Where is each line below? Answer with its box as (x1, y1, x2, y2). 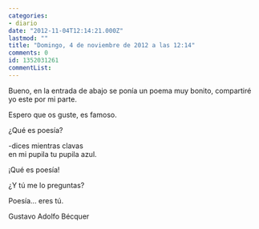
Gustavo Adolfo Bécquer (8, 211, 90, 221)
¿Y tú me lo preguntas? (8, 180, 85, 190)
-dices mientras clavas (8, 141, 84, 151)
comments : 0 (8, 49, 48, 57)
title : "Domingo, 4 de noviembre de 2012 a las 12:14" (8, 42, 196, 50)
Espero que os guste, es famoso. (8, 110, 118, 119)
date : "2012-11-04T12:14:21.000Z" (8, 26, 124, 34)
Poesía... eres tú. (8, 195, 64, 205)
